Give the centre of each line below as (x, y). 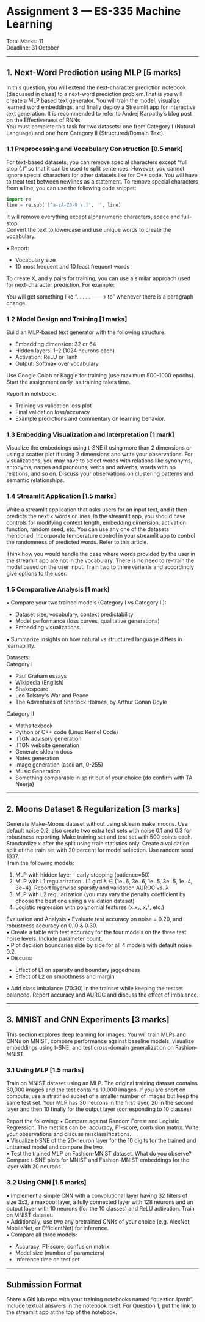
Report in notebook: (31, 394)
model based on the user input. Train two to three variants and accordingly (100, 566)
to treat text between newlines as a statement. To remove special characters (102, 182)
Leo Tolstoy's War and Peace (52, 695)
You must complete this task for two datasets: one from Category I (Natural (101, 126)
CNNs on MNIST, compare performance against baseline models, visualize (100, 1041)
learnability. (21, 645)
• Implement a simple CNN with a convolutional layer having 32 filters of (97, 1196)
